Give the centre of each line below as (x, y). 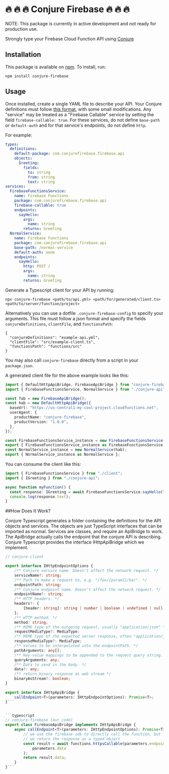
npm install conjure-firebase (37, 76)
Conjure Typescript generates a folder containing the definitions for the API (83, 521)
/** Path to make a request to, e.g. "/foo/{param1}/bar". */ (81, 580)
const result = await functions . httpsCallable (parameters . (87, 744)
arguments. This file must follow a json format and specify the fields (75, 318)
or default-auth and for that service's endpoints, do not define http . (76, 125)
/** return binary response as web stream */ (63, 674)
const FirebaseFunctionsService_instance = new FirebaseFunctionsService (84, 441)
